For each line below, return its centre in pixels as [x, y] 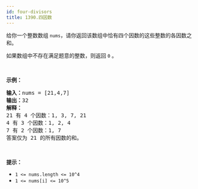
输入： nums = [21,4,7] [38, 93]
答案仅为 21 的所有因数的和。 [44, 138]
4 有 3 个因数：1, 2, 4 [38, 123]
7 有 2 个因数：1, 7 [34, 130]
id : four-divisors [29, 12]
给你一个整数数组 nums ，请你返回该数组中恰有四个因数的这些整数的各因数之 [99, 35]
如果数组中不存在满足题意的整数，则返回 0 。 [62, 55]
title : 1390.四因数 [29, 17]
